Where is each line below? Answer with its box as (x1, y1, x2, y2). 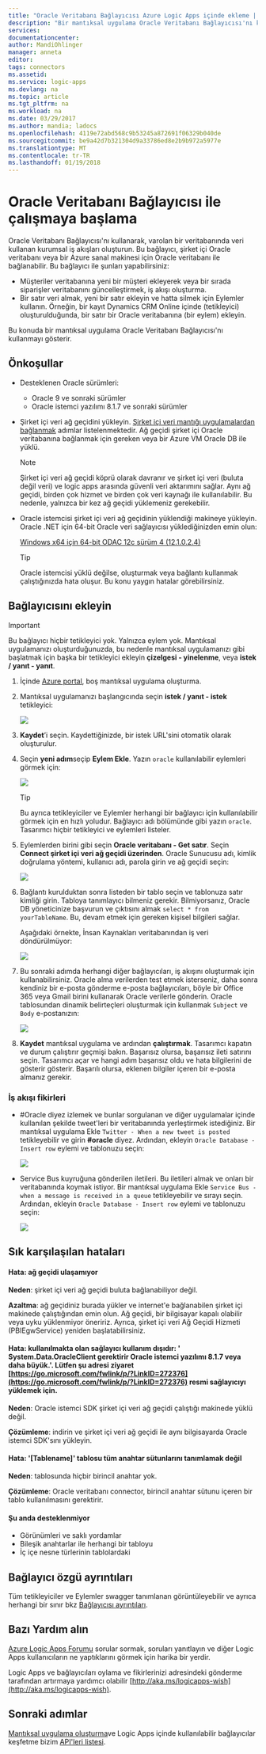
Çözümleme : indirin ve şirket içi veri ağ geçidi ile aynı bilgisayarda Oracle (8, 1427, 248, 1436)
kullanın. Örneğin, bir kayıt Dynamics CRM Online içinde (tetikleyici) (19, 302, 240, 311)
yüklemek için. (8, 1386, 58, 1395)
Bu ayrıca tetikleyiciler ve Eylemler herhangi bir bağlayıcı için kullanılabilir (19, 808, 258, 817)
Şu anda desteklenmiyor (8, 1513, 90, 1523)
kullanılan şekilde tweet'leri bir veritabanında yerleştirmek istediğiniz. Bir (19, 1118, 256, 1128)
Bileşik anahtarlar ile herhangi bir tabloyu (19, 1539, 154, 1549)
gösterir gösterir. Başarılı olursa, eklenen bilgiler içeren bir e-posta (19, 1063, 236, 1073)
